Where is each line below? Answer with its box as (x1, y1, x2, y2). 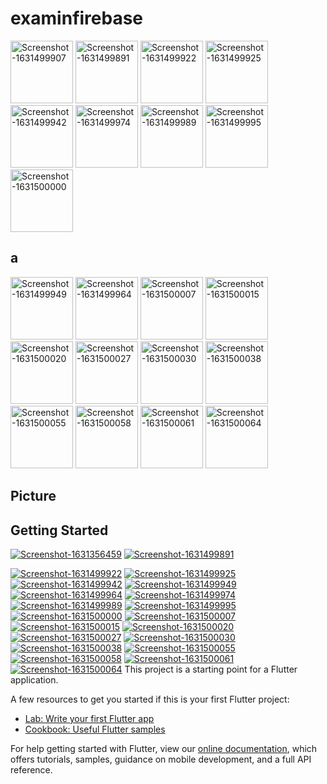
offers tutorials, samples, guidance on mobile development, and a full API (10, 753, 312, 765)
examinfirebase (10, 7, 144, 30)
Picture (10, 488, 57, 505)
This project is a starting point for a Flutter (124, 663, 298, 675)
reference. (10, 763, 53, 776)
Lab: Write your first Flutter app (24, 712, 155, 724)
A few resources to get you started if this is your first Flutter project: (10, 693, 290, 705)
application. (10, 673, 59, 686)
